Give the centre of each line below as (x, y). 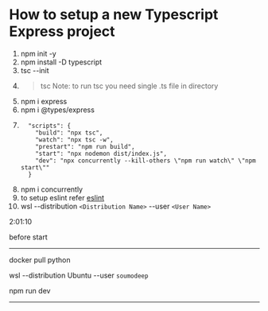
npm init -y (38, 53)
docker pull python (40, 259)
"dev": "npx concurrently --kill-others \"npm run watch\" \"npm (146, 161)
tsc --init (35, 70)
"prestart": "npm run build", (85, 146)
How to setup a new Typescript (114, 15)
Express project (62, 31)
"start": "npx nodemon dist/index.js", (101, 154)
